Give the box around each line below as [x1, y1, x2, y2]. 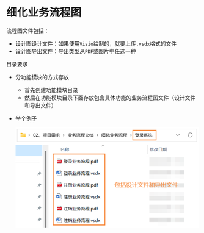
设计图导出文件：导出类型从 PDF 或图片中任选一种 [15, 47, 136, 55]
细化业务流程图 [6, 5, 82, 20]
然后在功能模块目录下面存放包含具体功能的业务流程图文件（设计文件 [24, 94, 196, 101]
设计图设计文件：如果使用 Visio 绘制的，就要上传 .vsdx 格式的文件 [15, 40, 177, 47]
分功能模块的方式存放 [15, 73, 69, 81]
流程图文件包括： [6, 27, 49, 34]
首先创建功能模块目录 [24, 86, 78, 93]
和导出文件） [24, 101, 57, 109]
